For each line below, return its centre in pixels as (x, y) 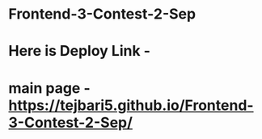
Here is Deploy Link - (80, 51)
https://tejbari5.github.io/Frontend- (131, 105)
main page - (49, 88)
